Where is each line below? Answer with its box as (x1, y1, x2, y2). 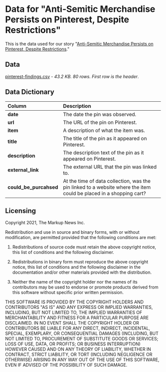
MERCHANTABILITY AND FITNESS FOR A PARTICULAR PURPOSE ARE (5, 315, 149, 321)
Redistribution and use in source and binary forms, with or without (5, 229, 140, 235)
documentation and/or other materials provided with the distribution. (12, 269, 152, 275)
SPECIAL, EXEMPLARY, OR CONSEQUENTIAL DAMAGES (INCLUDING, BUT (5, 331, 159, 336)
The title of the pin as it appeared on (63, 135, 147, 142)
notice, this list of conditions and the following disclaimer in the (12, 264, 141, 270)
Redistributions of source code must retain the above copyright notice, (12, 244, 157, 250)
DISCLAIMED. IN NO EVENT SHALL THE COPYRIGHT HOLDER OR (5, 320, 139, 326)
